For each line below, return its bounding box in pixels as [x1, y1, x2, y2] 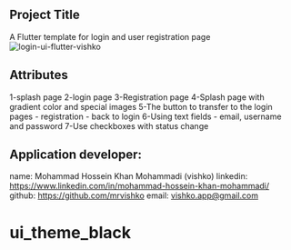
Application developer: [9, 147, 143, 163]
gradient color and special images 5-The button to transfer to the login [9, 101, 273, 112]
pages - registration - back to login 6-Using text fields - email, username [9, 111, 282, 122]
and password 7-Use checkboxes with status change [9, 120, 209, 131]
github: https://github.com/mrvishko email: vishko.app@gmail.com [9, 190, 259, 201]
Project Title [9, 7, 80, 23]
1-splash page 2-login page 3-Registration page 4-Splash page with [9, 91, 266, 103]
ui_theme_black [9, 222, 132, 243]
